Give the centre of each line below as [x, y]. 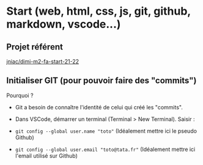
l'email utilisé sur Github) [46, 156]
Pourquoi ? [20, 95]
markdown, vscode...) [64, 24]
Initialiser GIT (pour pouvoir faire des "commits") [102, 81]
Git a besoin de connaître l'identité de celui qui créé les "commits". [99, 107]
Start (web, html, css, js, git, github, [98, 11]
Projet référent [35, 47]
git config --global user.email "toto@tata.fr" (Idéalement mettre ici [105, 149]
